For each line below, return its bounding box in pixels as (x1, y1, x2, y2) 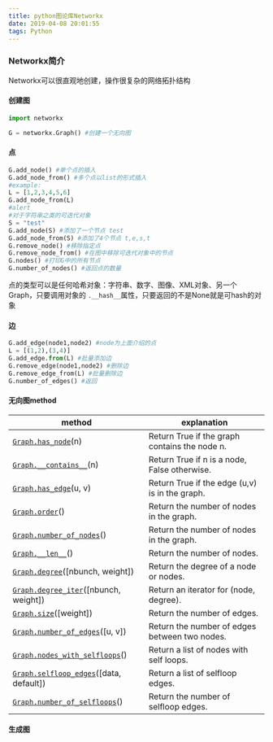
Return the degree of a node (149, 561, 257, 572)
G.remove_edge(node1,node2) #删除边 (8, 361, 129, 370)
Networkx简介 (8, 55, 65, 67)
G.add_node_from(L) (8, 196, 75, 204)
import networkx (8, 114, 63, 122)
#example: (8, 181, 42, 190)
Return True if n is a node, (149, 453, 247, 465)
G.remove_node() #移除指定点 (8, 242, 102, 250)
